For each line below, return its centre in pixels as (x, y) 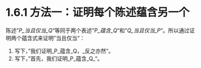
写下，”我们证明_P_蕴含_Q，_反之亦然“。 (64, 51)
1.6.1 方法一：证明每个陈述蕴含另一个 (97, 12)
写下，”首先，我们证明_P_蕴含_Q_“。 (59, 58)
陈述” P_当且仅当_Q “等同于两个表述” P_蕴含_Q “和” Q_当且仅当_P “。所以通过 (97, 30)
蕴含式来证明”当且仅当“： (53, 38)
